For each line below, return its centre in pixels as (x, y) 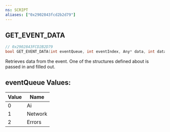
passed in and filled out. (30, 67)
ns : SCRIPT (17, 10)
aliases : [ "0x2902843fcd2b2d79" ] (40, 15)
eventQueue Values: (38, 82)
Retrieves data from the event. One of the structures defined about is (77, 61)
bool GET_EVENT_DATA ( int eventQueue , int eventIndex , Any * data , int (80, 52)
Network (37, 114)
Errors (34, 122)
